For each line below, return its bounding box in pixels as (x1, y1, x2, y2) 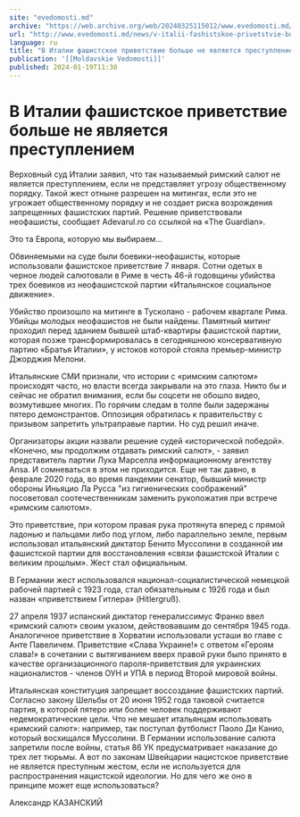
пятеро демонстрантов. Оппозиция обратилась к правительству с (9, 408, 263, 420)
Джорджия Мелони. (9, 354, 87, 364)
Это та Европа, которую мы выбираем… (9, 233, 163, 244)
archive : (9, 21, 42, 30)
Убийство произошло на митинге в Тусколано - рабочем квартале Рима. (9, 305, 288, 317)
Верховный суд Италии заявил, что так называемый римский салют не (9, 169, 281, 179)
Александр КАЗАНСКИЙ (9, 796, 103, 808)
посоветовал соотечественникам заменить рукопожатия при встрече (9, 492, 278, 503)
